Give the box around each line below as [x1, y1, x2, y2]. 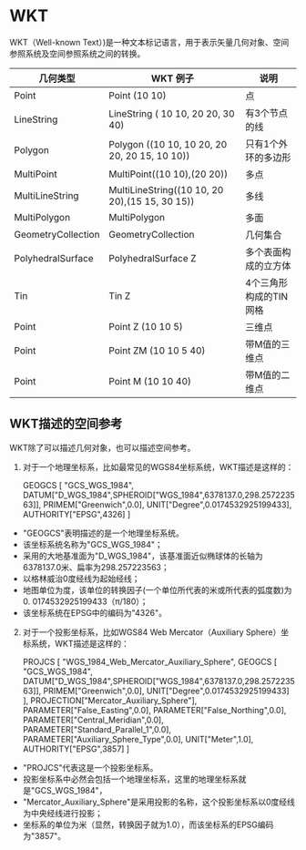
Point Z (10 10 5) [108, 320, 184, 333]
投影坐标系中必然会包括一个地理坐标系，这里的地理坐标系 [22, 773, 239, 784]
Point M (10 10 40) [108, 374, 192, 387]
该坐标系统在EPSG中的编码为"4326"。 [22, 607, 167, 618]
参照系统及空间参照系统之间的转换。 [9, 47, 146, 59]
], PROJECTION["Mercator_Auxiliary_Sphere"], [22, 694, 198, 706]
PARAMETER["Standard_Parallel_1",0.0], [22, 723, 171, 734]
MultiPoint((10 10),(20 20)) [108, 168, 229, 180]
